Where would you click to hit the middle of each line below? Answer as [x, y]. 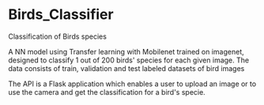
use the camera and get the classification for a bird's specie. [107, 92]
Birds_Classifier [61, 15]
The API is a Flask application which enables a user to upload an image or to [132, 84]
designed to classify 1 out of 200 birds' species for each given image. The [129, 60]
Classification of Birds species [57, 36]
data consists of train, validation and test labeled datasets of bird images [126, 68]
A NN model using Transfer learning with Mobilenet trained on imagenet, [126, 51]
